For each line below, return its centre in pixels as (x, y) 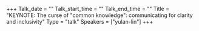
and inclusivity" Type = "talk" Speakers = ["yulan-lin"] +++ (80, 22)
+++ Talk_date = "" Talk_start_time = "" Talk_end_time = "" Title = (88, 9)
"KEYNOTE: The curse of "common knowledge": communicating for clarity (99, 15)
